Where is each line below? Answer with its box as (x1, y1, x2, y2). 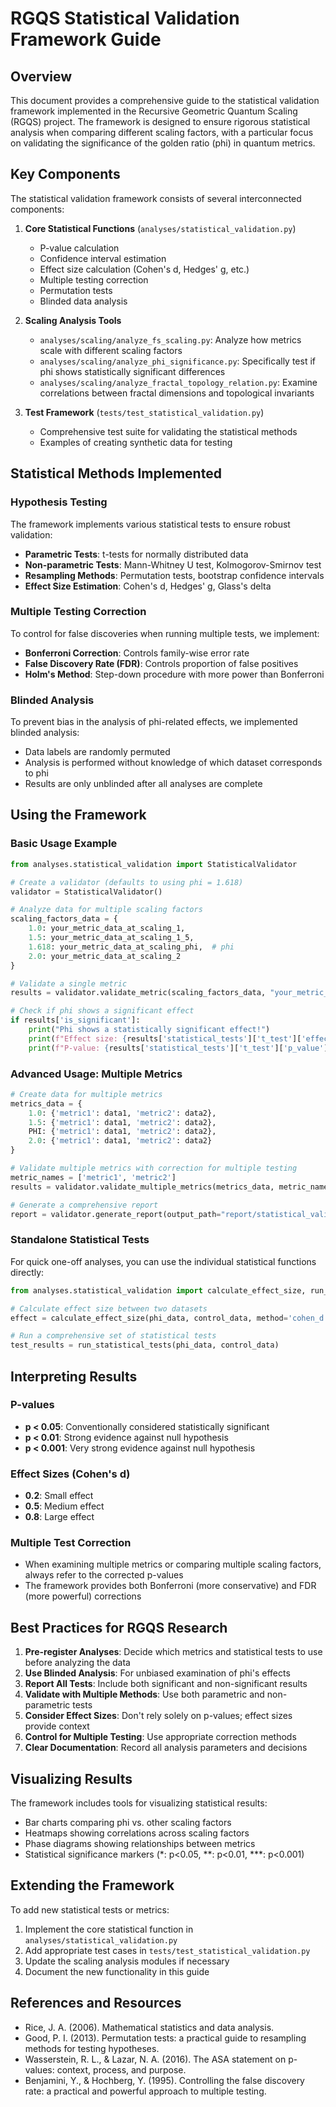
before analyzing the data (24, 1657, 131, 1669)
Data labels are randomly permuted (24, 746, 171, 758)
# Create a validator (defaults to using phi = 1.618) (10, 877, 244, 887)
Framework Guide (10, 28, 162, 51)
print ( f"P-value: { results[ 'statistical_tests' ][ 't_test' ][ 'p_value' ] (28, 1043, 329, 1053)
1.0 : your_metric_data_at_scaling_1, (28, 923, 186, 934)
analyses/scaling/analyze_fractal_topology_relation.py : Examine (39, 376, 318, 388)
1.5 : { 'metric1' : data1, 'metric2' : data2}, (28, 1117, 217, 1127)
